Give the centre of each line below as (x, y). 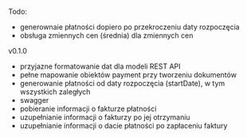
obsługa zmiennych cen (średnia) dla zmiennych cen (106, 35)
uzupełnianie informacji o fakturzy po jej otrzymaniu (105, 117)
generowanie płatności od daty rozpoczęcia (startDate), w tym (122, 83)
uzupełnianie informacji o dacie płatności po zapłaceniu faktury (123, 126)
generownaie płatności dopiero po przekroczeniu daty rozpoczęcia (130, 27)
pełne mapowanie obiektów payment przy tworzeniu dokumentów (128, 75)
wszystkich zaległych (55, 92)
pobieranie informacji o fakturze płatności (88, 108)
